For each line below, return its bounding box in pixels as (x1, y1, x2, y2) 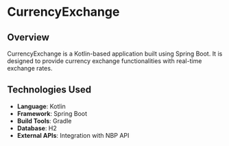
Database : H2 (16, 124, 57, 132)
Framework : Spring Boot (16, 109, 88, 117)
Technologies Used (7, 84, 91, 96)
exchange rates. (7, 64, 53, 72)
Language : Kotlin (16, 102, 67, 110)
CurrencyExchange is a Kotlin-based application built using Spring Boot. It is (7, 49, 223, 58)
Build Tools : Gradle (16, 117, 72, 125)
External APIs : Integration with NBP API (16, 131, 130, 139)
